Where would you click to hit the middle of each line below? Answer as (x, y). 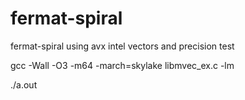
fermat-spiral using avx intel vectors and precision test (122, 46)
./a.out (24, 84)
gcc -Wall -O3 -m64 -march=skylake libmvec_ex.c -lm (122, 65)
